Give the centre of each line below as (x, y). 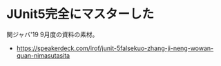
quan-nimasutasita (43, 55)
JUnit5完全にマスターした (80, 14)
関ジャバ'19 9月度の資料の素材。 (52, 34)
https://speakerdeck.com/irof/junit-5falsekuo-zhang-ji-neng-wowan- (115, 48)
